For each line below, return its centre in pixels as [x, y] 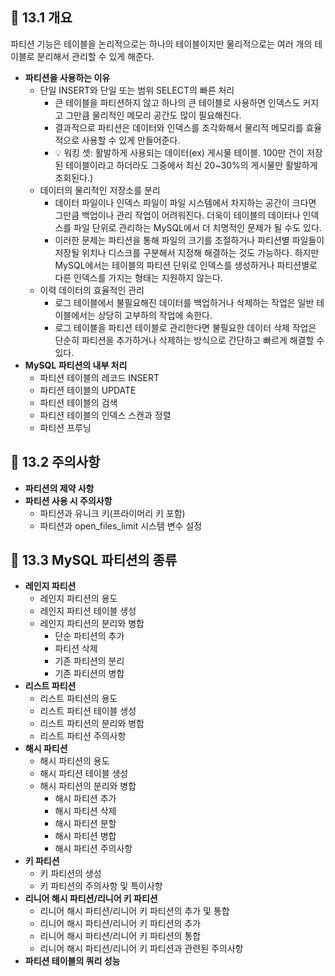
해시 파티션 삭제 [85, 811]
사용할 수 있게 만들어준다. [131, 140]
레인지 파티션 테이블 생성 [88, 611]
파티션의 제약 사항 [59, 488]
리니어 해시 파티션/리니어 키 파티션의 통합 [120, 936]
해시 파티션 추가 [85, 799]
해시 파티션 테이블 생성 [84, 774]
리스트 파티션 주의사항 [83, 736]
